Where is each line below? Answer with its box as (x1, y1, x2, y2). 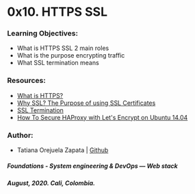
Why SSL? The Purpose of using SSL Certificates (16, 99, 156, 107)
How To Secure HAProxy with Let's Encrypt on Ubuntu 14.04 (16, 113, 188, 121)
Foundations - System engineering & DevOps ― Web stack (7, 162, 178, 170)
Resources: (7, 76, 46, 86)
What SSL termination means (16, 59, 99, 67)
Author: (7, 130, 34, 140)
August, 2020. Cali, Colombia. (7, 179, 96, 187)
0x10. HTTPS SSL (7, 4, 108, 20)
